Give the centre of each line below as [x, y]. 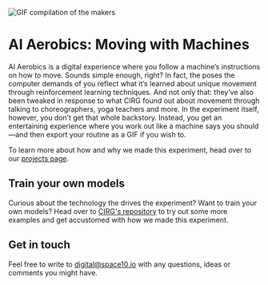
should [248, 126]
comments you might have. [53, 272]
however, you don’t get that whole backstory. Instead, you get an [115, 117]
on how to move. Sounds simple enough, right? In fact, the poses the [122, 75]
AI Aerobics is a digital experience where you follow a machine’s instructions [134, 66]
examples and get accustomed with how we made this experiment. [118, 220]
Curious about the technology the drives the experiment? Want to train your [133, 203]
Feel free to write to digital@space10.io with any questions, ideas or [120, 264]
